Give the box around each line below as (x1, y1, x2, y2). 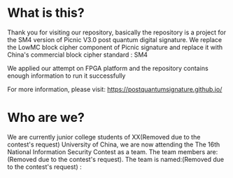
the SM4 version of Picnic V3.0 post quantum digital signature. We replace (7, 35, 223, 43)
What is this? (7, 5, 85, 21)
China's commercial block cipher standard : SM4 (7, 50, 148, 59)
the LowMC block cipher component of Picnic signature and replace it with (7, 43, 223, 51)
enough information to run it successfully (7, 71, 126, 80)
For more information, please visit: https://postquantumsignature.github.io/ (7, 85, 223, 93)
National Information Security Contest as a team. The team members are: (7, 147, 218, 156)
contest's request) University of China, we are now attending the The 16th (7, 140, 220, 149)
